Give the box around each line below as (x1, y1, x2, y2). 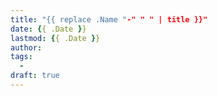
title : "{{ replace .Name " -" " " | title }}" (10, 14, 208, 25)
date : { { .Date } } (10, 24, 87, 34)
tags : (10, 52, 33, 62)
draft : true (10, 71, 60, 81)
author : (10, 42, 43, 53)
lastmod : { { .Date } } (10, 33, 101, 43)
